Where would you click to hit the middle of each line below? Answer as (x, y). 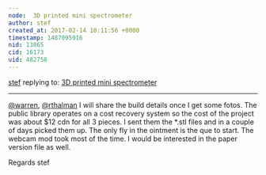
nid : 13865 (26, 45)
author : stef (30, 23)
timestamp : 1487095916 (46, 38)
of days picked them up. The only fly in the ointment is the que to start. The (131, 130)
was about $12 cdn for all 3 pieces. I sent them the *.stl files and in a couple (131, 122)
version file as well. (40, 146)
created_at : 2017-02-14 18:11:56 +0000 (74, 30)
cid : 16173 (26, 52)
